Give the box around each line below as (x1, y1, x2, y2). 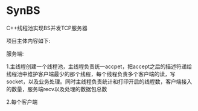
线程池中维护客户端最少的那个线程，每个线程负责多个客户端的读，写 (6, 70, 176, 77)
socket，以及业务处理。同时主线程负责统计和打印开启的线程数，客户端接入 (6, 78, 192, 85)
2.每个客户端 (6, 98, 38, 106)
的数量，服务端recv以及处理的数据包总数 (6, 85, 107, 92)
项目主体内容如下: (6, 37, 51, 44)
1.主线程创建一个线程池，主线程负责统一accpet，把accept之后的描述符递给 (6, 63, 193, 70)
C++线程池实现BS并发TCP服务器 (6, 24, 88, 31)
